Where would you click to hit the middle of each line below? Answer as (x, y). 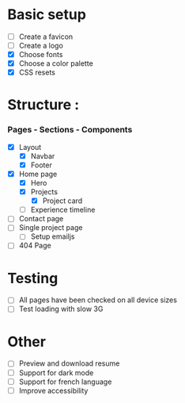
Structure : (43, 105)
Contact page (41, 219)
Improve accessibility (53, 390)
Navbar (43, 155)
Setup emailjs (53, 236)
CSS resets (37, 72)
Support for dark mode (56, 372)
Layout (30, 147)
